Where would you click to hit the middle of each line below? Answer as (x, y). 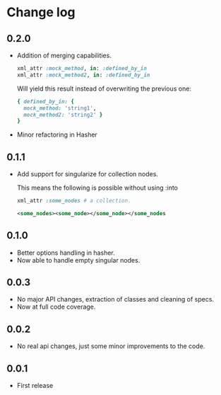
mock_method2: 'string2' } (63, 115)
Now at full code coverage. (56, 307)
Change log (41, 12)
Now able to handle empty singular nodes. (78, 260)
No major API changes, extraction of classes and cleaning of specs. (115, 299)
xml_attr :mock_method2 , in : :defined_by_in (83, 75)
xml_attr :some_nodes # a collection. (74, 201)
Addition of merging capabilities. (64, 55)
